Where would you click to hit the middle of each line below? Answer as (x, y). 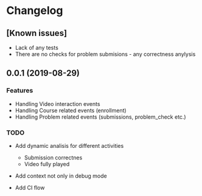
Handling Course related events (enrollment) (71, 110)
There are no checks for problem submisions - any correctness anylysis (105, 54)
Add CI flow (30, 187)
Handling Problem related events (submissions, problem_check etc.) (101, 117)
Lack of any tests (37, 47)
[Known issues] (37, 33)
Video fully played (47, 164)
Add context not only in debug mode (61, 176)
